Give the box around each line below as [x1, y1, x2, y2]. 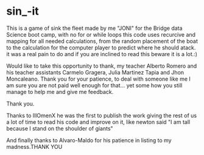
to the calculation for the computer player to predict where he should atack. [6, 44, 196, 51]
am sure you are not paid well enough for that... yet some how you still [6, 81, 183, 89]
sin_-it [6, 4, 39, 18]
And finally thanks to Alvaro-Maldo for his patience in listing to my [6, 136, 172, 144]
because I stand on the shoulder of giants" [6, 124, 114, 132]
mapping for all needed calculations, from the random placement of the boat [6, 37, 198, 45]
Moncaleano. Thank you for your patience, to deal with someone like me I [6, 75, 191, 82]
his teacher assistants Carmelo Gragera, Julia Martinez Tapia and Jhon [6, 68, 185, 76]
